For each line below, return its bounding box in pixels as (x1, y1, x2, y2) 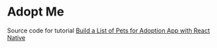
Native (7, 33, 26, 41)
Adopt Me (7, 4, 65, 20)
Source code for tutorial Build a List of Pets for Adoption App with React (7, 26, 211, 34)
